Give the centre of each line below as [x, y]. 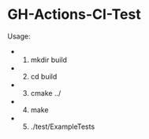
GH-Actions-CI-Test [74, 15]
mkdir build [49, 60]
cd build [44, 76]
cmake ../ [46, 93]
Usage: [19, 36]
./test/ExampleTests [63, 126]
